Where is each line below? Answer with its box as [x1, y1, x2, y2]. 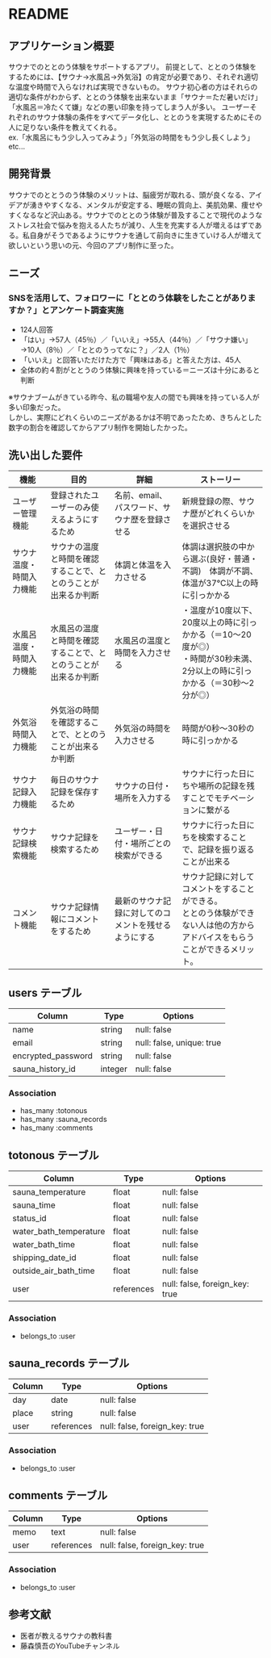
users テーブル [8, 986, 82, 999]
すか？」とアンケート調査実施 [8, 304, 124, 316]
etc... [8, 142, 26, 151]
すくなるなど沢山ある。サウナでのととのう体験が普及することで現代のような [8, 210, 263, 220]
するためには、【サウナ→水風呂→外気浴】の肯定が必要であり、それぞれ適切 [8, 72, 259, 82]
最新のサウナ [114, 895, 164, 906]
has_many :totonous [19, 1106, 88, 1116]
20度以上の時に [181, 617, 242, 628]
